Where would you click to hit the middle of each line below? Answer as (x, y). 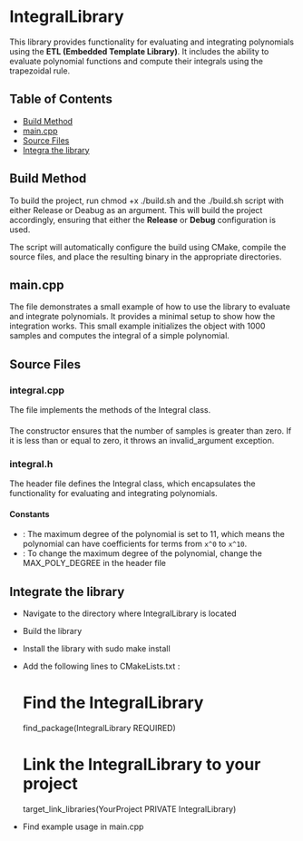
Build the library (52, 631)
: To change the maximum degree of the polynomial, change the (142, 553)
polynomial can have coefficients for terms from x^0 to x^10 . (135, 544)
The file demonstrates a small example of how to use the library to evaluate (150, 307)
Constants (29, 513)
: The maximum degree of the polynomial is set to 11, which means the (154, 534)
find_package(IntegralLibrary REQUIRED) (99, 728)
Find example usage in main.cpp (83, 826)
